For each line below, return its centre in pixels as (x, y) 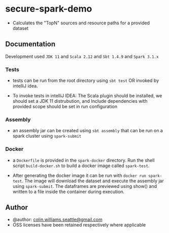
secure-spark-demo (49, 9)
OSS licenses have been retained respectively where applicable (79, 225)
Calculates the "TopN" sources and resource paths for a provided (81, 23)
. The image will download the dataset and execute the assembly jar (93, 181)
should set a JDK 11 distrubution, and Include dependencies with (80, 101)
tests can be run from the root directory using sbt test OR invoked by (86, 81)
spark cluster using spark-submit (47, 136)
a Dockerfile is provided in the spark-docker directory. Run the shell (83, 160)
